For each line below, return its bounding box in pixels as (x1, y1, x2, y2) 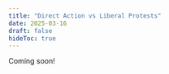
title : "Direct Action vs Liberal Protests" (8, 11, 162, 20)
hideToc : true (8, 34, 57, 43)
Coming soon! (8, 56, 55, 66)
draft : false (8, 27, 53, 35)
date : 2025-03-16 (8, 19, 67, 27)
